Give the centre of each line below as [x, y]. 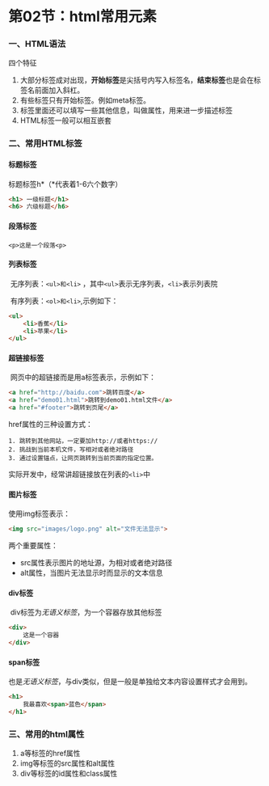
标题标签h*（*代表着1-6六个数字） [65, 184]
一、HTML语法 [37, 44]
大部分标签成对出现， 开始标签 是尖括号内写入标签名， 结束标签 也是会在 [137, 80]
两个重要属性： [33, 546]
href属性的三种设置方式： [50, 425]
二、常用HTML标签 [45, 144]
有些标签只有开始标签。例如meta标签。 [85, 100]
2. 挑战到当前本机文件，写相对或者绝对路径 [71, 450]
